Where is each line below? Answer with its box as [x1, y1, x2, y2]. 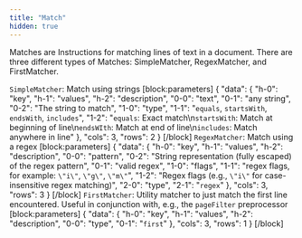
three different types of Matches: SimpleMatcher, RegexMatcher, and [9, 56, 267, 67]
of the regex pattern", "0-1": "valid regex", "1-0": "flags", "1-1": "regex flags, [9, 160, 290, 171]
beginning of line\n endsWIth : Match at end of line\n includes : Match [9, 121, 258, 132]
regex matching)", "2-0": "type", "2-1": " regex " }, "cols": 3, [51, 179, 269, 190]
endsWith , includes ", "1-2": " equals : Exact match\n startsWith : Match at [9, 112, 273, 123]
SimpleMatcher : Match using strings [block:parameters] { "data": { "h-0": [9, 83, 278, 94]
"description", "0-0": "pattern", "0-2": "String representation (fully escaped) [9, 150, 292, 161]
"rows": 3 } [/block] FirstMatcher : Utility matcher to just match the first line [9, 189, 288, 200]
